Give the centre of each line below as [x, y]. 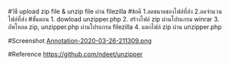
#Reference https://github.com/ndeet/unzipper [75, 54]
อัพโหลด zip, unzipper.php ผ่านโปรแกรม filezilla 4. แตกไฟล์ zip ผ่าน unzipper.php [115, 27]
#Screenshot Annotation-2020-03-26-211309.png [80, 41]
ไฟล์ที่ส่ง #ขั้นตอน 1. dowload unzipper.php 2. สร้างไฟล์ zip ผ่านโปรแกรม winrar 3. [114, 19]
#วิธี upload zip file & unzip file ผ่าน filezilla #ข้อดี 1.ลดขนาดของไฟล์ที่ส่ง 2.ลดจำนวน [115, 11]
